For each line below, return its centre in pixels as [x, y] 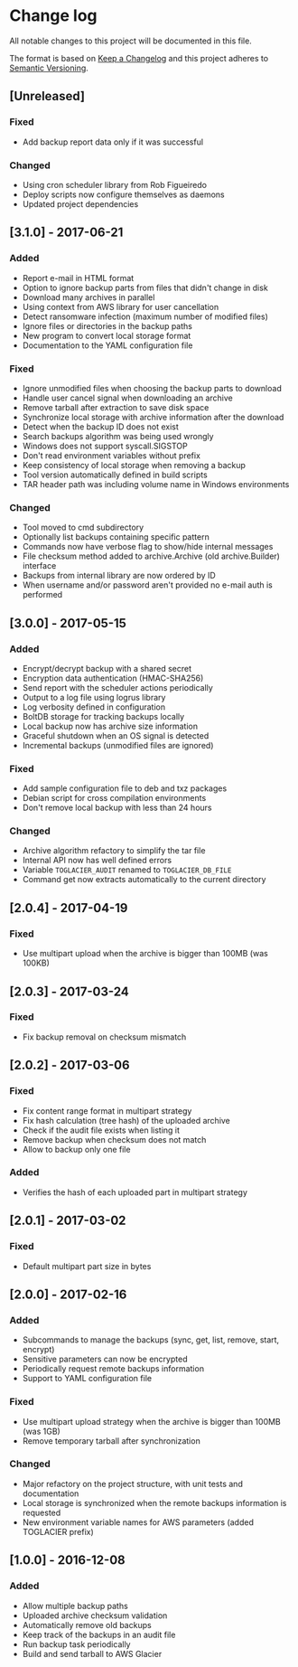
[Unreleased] [47, 96]
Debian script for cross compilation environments [114, 798]
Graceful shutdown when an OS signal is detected [116, 735]
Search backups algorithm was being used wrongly [118, 436]
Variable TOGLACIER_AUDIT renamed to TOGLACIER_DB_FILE [127, 870]
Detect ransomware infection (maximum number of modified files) [145, 316]
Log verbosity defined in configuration [94, 707]
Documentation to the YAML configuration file [107, 345]
